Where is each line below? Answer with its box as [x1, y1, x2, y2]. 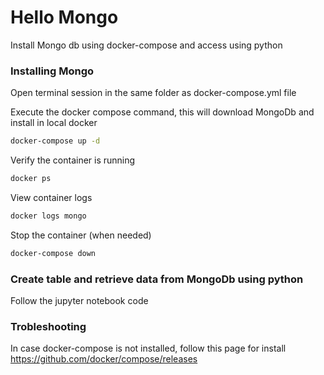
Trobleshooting [10, 319, 87, 333]
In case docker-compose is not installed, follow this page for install [10, 342, 287, 355]
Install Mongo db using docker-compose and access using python [10, 39, 283, 51]
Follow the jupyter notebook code [10, 295, 149, 307]
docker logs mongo [10, 211, 87, 221]
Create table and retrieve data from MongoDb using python [10, 272, 304, 286]
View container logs [10, 191, 93, 203]
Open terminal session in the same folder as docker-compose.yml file [10, 87, 297, 99]
